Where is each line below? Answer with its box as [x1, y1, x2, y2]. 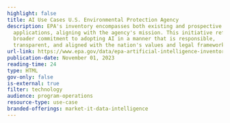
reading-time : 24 [7, 61, 57, 68]
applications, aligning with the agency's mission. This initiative [13, 29, 213, 36]
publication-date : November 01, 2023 [7, 55, 115, 61]
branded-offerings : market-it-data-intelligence [7, 105, 149, 112]
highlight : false [7, 10, 57, 17]
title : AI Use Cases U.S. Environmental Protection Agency [7, 16, 179, 23]
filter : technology [7, 86, 63, 93]
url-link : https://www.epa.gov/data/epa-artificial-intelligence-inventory [7, 49, 228, 55]
